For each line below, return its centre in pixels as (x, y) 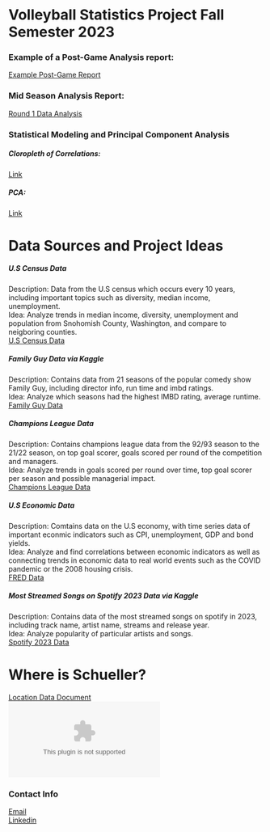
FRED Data (26, 577)
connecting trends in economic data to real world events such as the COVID (135, 560)
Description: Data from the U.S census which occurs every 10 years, (122, 289)
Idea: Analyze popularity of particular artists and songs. (101, 633)
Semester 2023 (61, 32)
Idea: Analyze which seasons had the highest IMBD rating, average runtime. (135, 396)
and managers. (34, 461)
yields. (19, 543)
